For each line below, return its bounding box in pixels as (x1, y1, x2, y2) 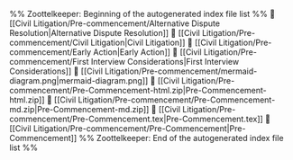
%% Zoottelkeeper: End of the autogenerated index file (78, 133, 284, 143)
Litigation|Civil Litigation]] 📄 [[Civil (90, 37, 217, 48)
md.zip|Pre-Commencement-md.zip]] (9, 104, 150, 114)
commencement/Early (9, 47, 92, 58)
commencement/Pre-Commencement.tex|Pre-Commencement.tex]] (9, 113, 263, 124)
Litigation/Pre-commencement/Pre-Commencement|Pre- (32, 123, 246, 134)
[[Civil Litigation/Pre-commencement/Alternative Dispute (9, 18, 221, 29)
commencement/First (9, 57, 89, 67)
